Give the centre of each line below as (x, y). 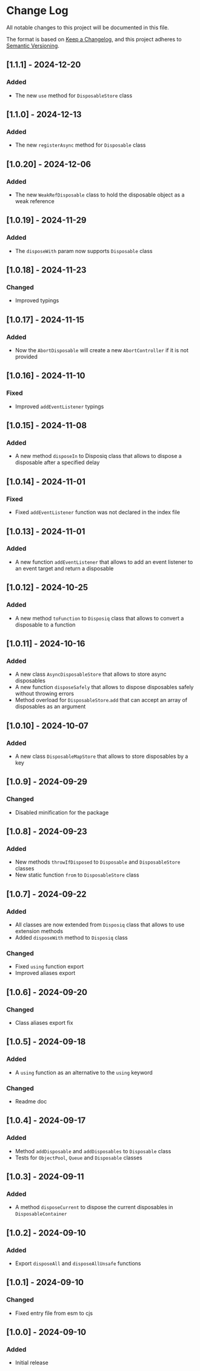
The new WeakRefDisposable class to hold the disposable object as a (100, 195)
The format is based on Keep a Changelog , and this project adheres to (94, 39)
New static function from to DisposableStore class (77, 875)
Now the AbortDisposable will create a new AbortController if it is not (102, 350)
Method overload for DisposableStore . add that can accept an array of (101, 700)
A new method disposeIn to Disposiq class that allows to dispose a (98, 456)
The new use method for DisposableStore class (74, 95)
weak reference (35, 201)
